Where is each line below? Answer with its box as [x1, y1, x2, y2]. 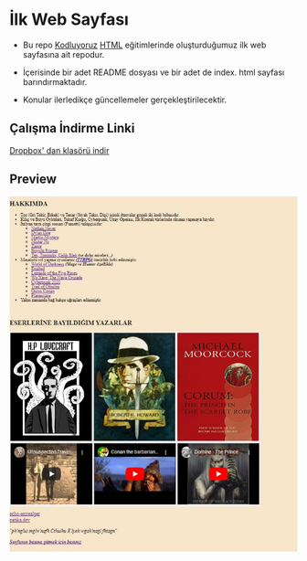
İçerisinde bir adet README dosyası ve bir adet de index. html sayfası [22, 67, 285, 78]
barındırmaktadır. [22, 76, 88, 87]
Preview [9, 172, 58, 187]
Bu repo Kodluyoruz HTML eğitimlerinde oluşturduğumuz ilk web [22, 39, 267, 50]
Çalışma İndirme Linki [9, 121, 135, 136]
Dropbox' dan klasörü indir [9, 144, 110, 155]
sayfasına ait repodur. [22, 48, 105, 59]
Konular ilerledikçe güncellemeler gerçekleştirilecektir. [22, 94, 228, 105]
